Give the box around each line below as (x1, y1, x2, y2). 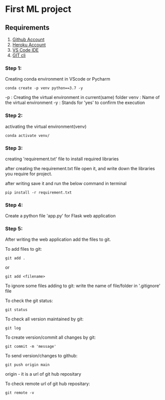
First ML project (5, 3, 72, 15)
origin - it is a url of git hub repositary (5, 371, 82, 377)
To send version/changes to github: (5, 353, 78, 359)
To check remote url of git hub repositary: (5, 381, 90, 387)
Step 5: (5, 225, 23, 232)
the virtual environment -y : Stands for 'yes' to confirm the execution (5, 100, 145, 105)
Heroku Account (12, 42, 46, 48)
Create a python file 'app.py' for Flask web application (5, 213, 116, 219)
